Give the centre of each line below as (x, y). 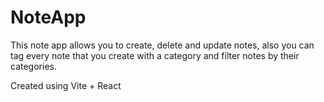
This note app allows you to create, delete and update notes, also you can (162, 45)
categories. (33, 66)
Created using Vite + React (66, 85)
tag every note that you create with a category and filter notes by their (155, 55)
